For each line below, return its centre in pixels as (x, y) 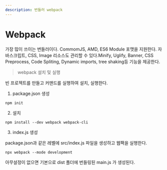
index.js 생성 (25, 132)
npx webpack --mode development (39, 152)
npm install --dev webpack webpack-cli (47, 122)
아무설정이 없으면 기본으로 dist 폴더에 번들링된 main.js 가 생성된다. (70, 162)
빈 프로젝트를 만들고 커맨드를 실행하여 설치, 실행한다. (56, 82)
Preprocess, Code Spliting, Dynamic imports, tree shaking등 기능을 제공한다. (83, 61)
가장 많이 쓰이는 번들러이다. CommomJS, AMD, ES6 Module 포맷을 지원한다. (81, 49)
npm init (14, 103)
